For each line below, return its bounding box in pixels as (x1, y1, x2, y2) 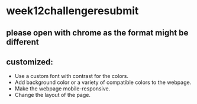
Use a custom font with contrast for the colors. (14, 73, 129, 80)
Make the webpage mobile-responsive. (14, 85, 111, 92)
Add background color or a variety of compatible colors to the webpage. (14, 79, 192, 86)
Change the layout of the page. (14, 92, 91, 99)
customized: (6, 57, 53, 67)
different (6, 37, 40, 47)
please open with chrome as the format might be (6, 28, 189, 38)
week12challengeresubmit (6, 4, 139, 18)
